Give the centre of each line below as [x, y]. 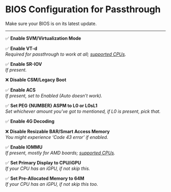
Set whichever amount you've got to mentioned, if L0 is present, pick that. [83, 111]
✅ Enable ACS [20, 90]
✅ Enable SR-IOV [24, 64]
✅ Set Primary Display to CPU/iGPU [43, 162]
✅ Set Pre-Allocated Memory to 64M [45, 178]
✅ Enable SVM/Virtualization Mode [43, 38]
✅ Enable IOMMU [24, 147]
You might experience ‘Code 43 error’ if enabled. [57, 137]
